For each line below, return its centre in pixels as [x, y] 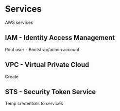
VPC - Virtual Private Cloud [47, 65]
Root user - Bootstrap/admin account [42, 49]
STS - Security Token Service [51, 92]
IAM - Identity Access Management [60, 38]
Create [12, 76]
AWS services [19, 22]
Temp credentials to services [34, 104]
